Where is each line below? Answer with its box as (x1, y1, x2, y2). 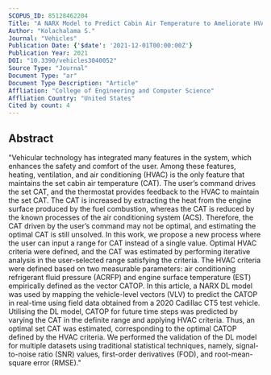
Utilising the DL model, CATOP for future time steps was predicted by (8, 307, 238, 316)
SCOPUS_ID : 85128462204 (8, 11, 89, 20)
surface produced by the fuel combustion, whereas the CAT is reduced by (8, 204, 255, 213)
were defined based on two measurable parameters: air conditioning (8, 263, 236, 274)
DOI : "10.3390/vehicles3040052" (8, 57, 117, 65)
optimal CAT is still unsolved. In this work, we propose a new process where (8, 229, 261, 239)
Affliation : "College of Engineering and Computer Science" (8, 86, 215, 95)
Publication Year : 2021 (8, 49, 89, 57)
